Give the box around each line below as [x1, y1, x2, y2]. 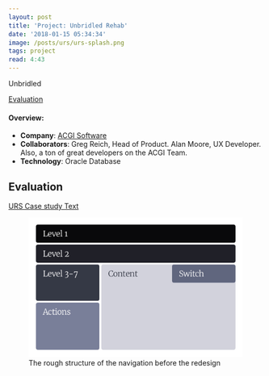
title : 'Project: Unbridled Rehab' [8, 21, 128, 30]
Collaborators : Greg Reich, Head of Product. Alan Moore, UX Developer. [19, 140, 262, 149]
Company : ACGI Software [19, 131, 107, 140]
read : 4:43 [8, 56, 45, 64]
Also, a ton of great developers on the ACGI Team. [19, 148, 188, 157]
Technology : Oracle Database [19, 157, 121, 166]
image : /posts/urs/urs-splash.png [8, 39, 125, 47]
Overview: [8, 113, 44, 123]
